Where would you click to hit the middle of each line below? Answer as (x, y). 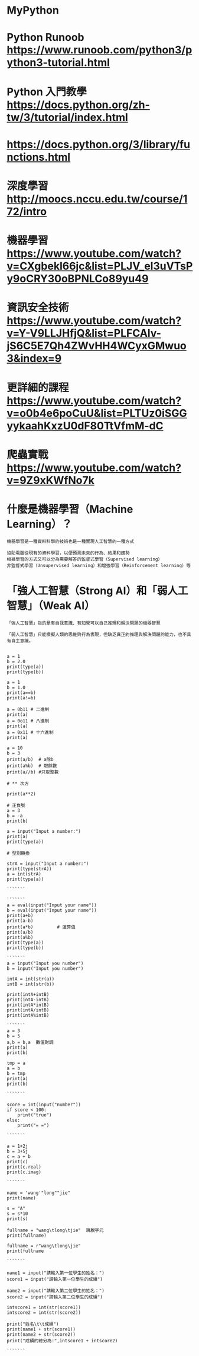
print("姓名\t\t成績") (33, 1324)
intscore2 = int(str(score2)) (44, 1312)
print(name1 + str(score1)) (41, 1329)
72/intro (27, 211)
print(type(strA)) (29, 869)
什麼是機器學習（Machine (70, 509)
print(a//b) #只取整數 (33, 772)
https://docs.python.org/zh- (78, 105)
